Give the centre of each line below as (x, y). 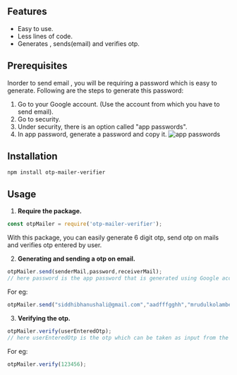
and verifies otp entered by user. (55, 245)
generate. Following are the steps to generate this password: (96, 90)
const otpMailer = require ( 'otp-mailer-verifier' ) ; (85, 224)
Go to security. (39, 119)
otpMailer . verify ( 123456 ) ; (47, 364)
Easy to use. (35, 28)
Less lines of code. (45, 36)
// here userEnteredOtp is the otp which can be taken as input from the (118, 338)
